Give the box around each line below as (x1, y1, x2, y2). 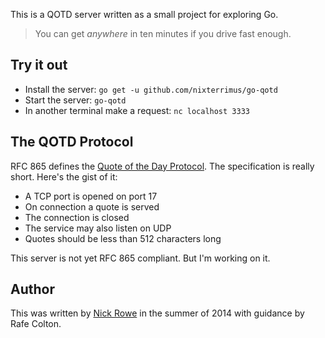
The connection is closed (24, 211, 130, 223)
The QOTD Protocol (10, 134, 134, 151)
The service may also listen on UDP (24, 222, 172, 234)
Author (10, 281, 55, 298)
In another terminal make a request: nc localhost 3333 (24, 104, 250, 116)
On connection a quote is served (24, 200, 160, 213)
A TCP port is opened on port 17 (24, 190, 158, 202)
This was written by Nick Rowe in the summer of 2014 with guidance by (10, 307, 305, 319)
